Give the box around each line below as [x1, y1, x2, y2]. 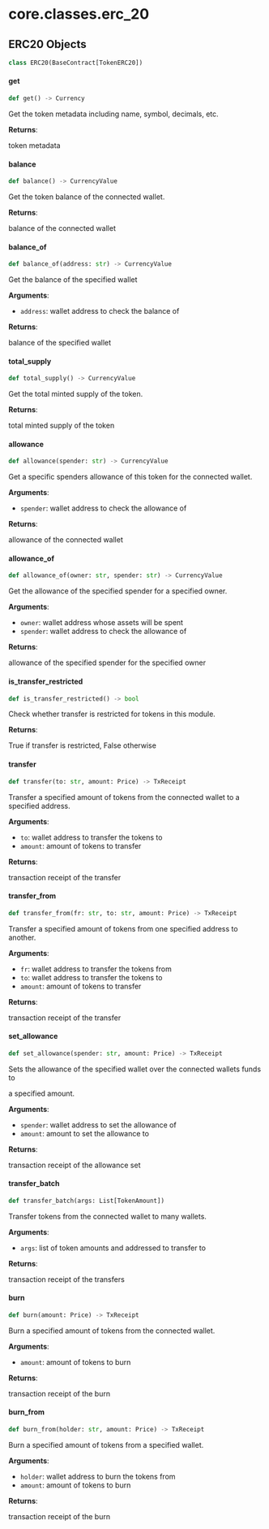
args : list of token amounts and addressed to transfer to [19, 1243, 207, 1253]
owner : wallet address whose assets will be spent [19, 618, 184, 628]
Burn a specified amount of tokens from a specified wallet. [8, 1440, 204, 1449]
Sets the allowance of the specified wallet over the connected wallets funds [8, 1064, 262, 1074]
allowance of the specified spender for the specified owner [8, 658, 207, 667]
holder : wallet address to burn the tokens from [19, 1471, 176, 1481]
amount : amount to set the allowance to [19, 1128, 150, 1138]
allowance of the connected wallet [8, 535, 123, 545]
